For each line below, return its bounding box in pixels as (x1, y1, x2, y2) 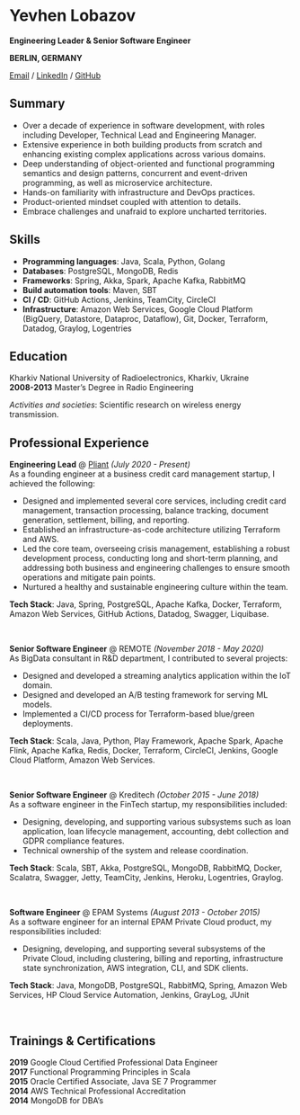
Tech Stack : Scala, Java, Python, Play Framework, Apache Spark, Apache (9, 736, 284, 746)
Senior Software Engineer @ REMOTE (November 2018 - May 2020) (9, 644, 265, 655)
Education (9, 348, 68, 364)
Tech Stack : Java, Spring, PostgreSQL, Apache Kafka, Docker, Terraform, (9, 599, 283, 610)
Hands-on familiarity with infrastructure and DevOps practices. (22, 186, 256, 198)
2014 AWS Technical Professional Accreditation (9, 1085, 186, 1096)
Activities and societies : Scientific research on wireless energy (9, 399, 242, 410)
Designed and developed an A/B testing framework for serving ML (22, 690, 269, 700)
